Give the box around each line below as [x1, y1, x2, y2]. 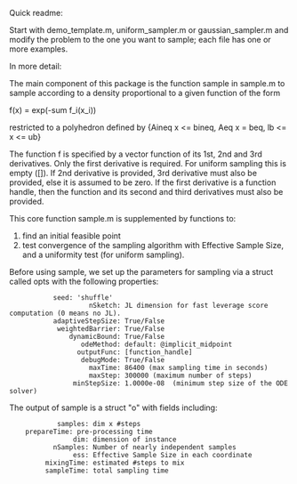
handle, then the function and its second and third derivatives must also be [9, 187, 284, 197]
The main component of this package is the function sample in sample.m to [9, 78, 285, 88]
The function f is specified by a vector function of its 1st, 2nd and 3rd [9, 149, 262, 159]
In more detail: [9, 61, 62, 71]
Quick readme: [9, 8, 64, 18]
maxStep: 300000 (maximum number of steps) [88, 371, 253, 380]
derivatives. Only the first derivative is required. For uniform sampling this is [9, 158, 287, 168]
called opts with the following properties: [9, 276, 159, 286]
